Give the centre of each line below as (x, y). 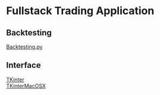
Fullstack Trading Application (80, 11)
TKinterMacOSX (26, 86)
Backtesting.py (24, 47)
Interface (23, 65)
